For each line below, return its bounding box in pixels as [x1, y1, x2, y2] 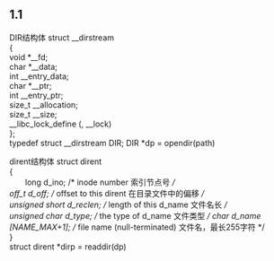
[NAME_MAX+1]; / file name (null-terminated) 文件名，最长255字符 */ [9, 222, 265, 232]
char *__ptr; [9, 80, 52, 91]
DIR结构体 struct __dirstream [9, 31, 115, 43]
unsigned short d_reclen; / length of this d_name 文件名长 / [9, 199, 227, 210]
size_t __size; [9, 109, 57, 119]
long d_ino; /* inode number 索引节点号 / [24, 177, 175, 187]
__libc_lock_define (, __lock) [9, 118, 112, 129]
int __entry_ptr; [9, 90, 64, 100]
